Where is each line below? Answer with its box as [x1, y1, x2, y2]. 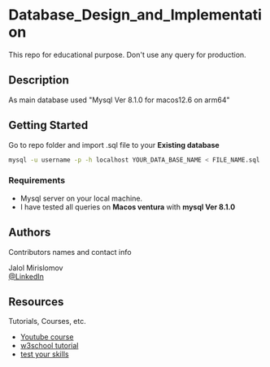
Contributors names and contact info [8, 247, 132, 257]
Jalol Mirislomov [8, 262, 63, 273]
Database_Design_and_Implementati [8, 6, 263, 24]
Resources [8, 295, 64, 309]
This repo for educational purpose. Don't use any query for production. [8, 50, 246, 59]
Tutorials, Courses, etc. [8, 317, 87, 326]
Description [8, 73, 69, 87]
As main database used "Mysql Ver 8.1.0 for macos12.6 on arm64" [8, 95, 230, 105]
